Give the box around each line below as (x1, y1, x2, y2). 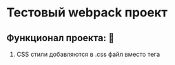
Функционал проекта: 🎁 (6, 32, 115, 44)
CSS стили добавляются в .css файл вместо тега (16, 50, 161, 58)
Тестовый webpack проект (6, 5, 168, 21)
